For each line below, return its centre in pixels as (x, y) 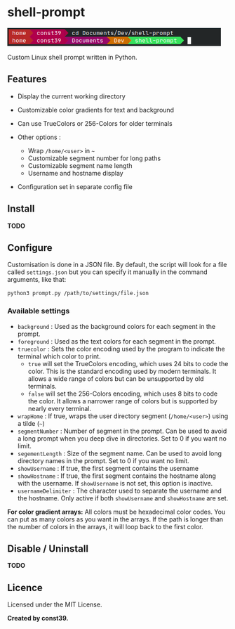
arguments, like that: (37, 280)
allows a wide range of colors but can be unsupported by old (116, 378)
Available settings (39, 311)
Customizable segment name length (80, 165)
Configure (30, 248)
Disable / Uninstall (48, 549)
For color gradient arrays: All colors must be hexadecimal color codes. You (116, 512)
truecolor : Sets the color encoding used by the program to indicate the (121, 349)
